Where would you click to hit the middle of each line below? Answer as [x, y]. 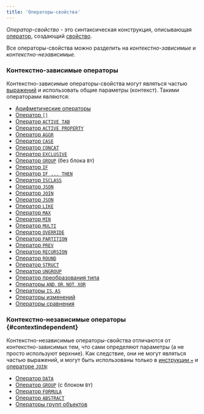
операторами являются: [38, 96]
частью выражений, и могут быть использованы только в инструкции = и [102, 360]
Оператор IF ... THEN [44, 173]
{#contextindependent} [42, 327]
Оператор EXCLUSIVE [41, 154]
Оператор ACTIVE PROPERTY [49, 128]
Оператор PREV [34, 245]
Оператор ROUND [36, 258]
